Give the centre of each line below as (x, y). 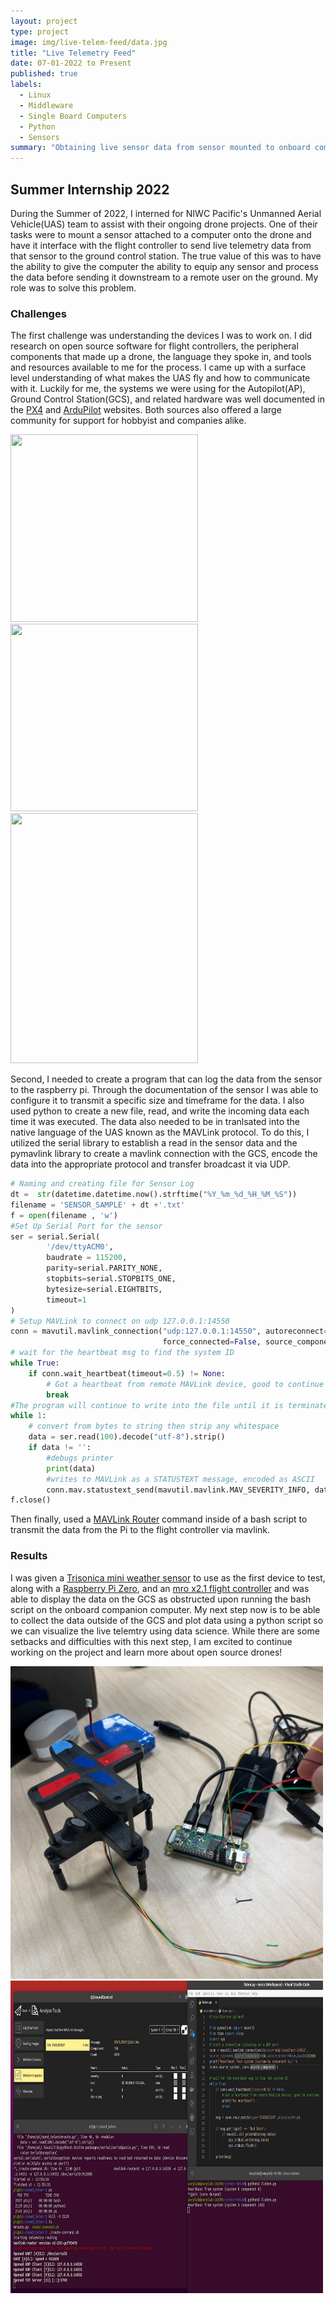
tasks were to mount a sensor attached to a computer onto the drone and (161, 234)
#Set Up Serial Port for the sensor (86, 1226)
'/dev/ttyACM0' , (80, 1247)
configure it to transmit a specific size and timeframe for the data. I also (157, 1101)
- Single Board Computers (73, 116)
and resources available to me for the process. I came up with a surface (158, 367)
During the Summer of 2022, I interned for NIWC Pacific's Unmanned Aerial (166, 213)
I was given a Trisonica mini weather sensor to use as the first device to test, (168, 1577)
